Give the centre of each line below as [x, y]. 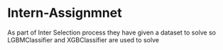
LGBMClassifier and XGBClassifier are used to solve [83, 39]
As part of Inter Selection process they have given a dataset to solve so [112, 32]
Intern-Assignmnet [65, 13]
